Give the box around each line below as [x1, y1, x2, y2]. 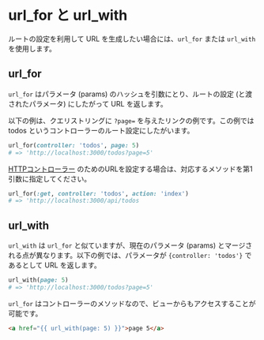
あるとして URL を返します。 [8, 260, 101, 270]
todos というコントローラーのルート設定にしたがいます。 [8, 125, 194, 135]
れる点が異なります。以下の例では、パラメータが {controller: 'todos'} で [8, 251, 252, 260]
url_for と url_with [8, 6, 128, 24]
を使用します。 [8, 43, 57, 53]
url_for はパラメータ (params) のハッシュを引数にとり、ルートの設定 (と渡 [8, 89, 253, 99]
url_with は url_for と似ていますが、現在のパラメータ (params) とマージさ [8, 241, 253, 250]
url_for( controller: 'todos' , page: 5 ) [8, 141, 140, 149]
